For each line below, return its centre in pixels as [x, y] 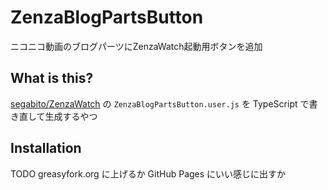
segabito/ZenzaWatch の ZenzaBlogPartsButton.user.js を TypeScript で [160, 103]
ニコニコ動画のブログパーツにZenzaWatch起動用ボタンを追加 [136, 46]
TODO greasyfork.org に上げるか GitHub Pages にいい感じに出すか [148, 173]
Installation [46, 148]
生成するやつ [71, 116]
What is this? [52, 78]
